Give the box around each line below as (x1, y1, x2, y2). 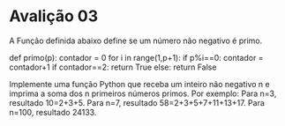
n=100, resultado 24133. (9, 107, 97, 117)
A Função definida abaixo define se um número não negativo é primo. (9, 35, 263, 46)
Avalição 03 (9, 6, 99, 26)
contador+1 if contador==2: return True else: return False (9, 62, 217, 72)
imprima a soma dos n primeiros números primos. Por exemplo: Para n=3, (9, 88, 277, 99)
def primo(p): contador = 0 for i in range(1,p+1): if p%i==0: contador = (9, 52, 264, 63)
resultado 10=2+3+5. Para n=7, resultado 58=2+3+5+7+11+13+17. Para (9, 97, 265, 107)
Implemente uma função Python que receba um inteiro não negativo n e (9, 78, 271, 89)
